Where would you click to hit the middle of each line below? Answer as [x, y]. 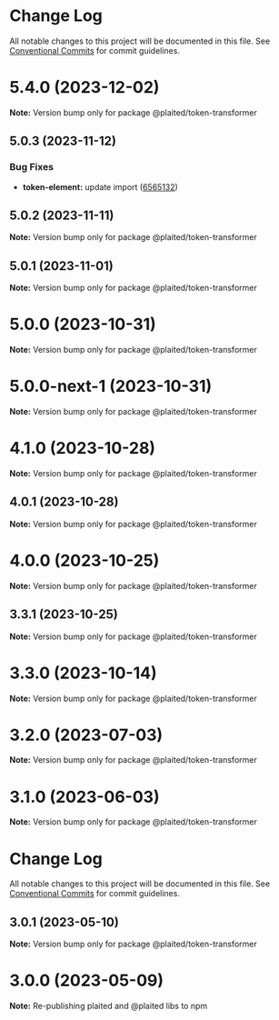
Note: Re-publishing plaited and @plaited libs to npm [109, 1006]
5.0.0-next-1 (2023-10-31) [111, 386]
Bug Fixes [32, 167]
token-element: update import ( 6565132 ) [100, 186]
